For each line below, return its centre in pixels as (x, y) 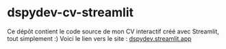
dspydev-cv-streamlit (71, 13)
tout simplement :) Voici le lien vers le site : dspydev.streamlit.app (99, 38)
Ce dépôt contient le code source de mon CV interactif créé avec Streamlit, (113, 31)
